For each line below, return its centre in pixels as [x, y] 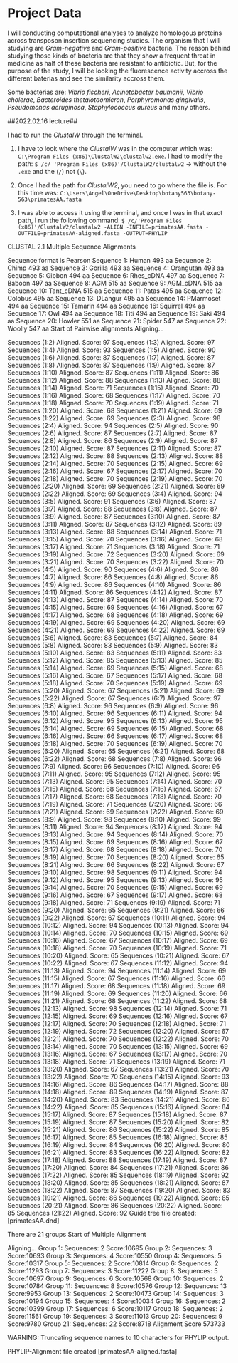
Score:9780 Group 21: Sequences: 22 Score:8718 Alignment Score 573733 [117, 1324]
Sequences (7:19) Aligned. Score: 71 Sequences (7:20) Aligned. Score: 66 [115, 804]
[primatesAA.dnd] [33, 1221]
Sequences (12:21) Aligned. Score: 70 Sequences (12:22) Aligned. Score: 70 [118, 1039]
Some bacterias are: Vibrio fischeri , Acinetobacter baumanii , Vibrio [106, 92]
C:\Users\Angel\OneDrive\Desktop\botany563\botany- [138, 193]
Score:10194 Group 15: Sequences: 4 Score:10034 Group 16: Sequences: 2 [117, 1301]
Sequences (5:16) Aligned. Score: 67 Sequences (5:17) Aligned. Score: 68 [115, 675]
